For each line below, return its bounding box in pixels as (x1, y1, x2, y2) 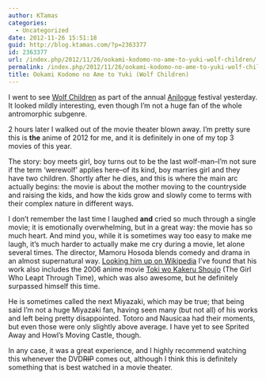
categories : (8, 19, 47, 27)
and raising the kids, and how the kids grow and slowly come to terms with (8, 190, 252, 199)
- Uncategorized (15, 26, 69, 34)
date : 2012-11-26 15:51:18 (8, 33, 97, 42)
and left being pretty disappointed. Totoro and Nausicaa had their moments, (8, 313, 256, 323)
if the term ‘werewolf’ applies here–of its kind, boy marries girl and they (8, 165, 241, 174)
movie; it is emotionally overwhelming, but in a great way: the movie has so (8, 222, 253, 232)
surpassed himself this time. (8, 281, 101, 291)
